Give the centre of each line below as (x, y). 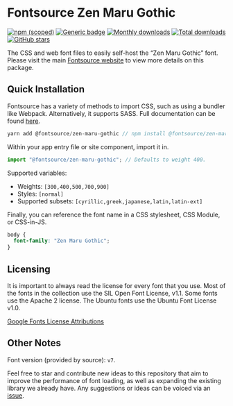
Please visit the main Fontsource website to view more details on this (106, 60)
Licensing (29, 269)
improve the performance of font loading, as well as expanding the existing (114, 380)
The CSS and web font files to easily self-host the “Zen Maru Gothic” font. (113, 53)
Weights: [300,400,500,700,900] (63, 186)
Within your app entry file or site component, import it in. (88, 146)
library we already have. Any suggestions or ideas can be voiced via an (109, 388)
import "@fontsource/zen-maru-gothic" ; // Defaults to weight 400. (107, 160)
